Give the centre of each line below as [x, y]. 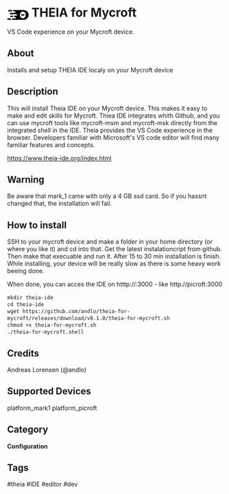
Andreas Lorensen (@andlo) [47, 370]
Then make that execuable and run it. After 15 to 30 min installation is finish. [114, 257]
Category [28, 430]
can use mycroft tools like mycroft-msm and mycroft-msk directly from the [112, 122]
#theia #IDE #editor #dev [43, 484]
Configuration [27, 446]
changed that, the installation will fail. [59, 204]
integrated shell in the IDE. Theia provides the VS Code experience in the [110, 130]
